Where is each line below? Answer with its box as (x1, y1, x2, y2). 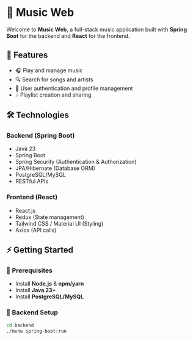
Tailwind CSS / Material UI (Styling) (15, 220, 104, 227)
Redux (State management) (15, 213, 84, 221)
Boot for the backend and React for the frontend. (6, 32, 130, 39)
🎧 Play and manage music (15, 67, 83, 74)
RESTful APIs (15, 177, 49, 185)
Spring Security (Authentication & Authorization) (15, 158, 137, 166)
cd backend (6, 322, 34, 328)
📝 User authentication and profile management (15, 84, 133, 92)
